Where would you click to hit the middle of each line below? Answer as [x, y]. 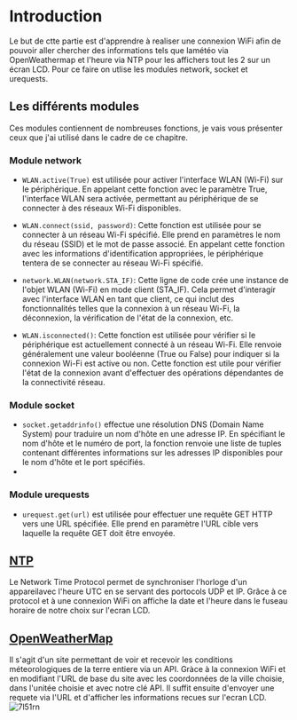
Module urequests [50, 495]
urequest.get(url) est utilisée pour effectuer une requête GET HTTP [147, 514]
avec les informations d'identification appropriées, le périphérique [143, 254]
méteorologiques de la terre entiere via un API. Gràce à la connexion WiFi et [148, 669]
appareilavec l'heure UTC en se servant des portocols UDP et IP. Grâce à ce [148, 591]
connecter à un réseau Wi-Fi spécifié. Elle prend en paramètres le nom [151, 235]
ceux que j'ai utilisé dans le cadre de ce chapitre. [99, 137]
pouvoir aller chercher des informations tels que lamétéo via [119, 50]
